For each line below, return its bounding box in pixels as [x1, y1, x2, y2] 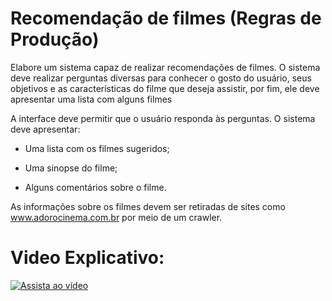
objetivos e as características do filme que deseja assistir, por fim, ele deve [10, 82, 320, 94]
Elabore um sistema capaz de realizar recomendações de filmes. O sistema [10, 61, 321, 73]
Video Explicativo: [10, 247, 165, 269]
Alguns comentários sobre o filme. [24, 181, 167, 193]
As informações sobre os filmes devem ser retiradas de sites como [10, 200, 286, 212]
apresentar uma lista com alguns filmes [10, 93, 173, 105]
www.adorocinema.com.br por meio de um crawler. [10, 211, 223, 223]
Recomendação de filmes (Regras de [10, 7, 322, 30]
